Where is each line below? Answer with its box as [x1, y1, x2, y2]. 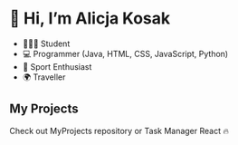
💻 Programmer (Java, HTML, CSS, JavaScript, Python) [22, 48, 229, 59]
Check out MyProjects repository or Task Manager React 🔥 [9, 125, 229, 136]
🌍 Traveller [22, 72, 66, 82]
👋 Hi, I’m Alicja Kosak [9, 8, 170, 29]
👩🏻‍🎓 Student [22, 38, 71, 49]
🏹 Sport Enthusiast [22, 61, 92, 72]
